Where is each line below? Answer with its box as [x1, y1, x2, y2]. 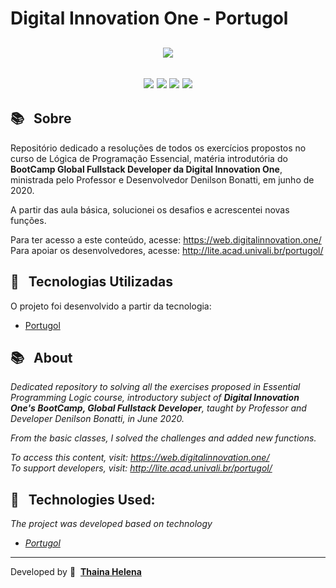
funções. [10, 214, 47, 226]
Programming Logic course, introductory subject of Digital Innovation [10, 392, 300, 404]
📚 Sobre [10, 110, 72, 127]
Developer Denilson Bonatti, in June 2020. [10, 413, 185, 425]
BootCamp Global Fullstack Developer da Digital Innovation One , [10, 163, 283, 175]
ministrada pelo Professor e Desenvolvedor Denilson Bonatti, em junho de [10, 173, 315, 186]
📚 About [10, 349, 73, 366]
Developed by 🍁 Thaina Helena [10, 566, 142, 578]
